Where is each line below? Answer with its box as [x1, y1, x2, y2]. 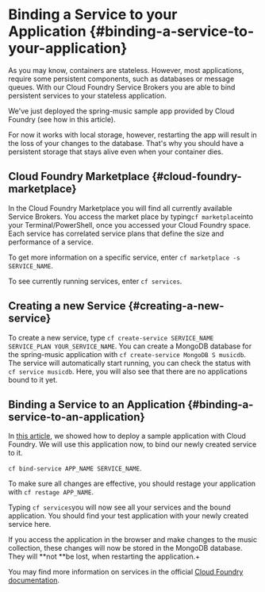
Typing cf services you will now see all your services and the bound [8, 502, 232, 513]
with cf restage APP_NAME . [8, 487, 94, 497]
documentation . [8, 575, 60, 585]
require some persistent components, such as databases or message [8, 74, 235, 83]
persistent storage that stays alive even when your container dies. [8, 147, 224, 156]
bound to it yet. [8, 375, 58, 384]
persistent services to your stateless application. [8, 90, 167, 100]
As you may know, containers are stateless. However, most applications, [8, 65, 244, 75]
